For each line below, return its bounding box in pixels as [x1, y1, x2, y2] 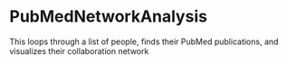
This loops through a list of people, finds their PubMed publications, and [9, 36, 279, 47]
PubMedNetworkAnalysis [9, 6, 208, 27]
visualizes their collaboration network [9, 45, 149, 56]
